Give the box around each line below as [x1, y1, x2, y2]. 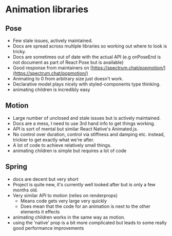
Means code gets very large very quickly [20, 198, 107, 204]
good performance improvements [12, 225, 84, 231]
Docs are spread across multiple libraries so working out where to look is [12, 43, 167, 49]
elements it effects [20, 208, 60, 214]
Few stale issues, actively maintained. [12, 37, 93, 44]
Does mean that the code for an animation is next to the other [20, 203, 150, 209]
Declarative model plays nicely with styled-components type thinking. [12, 81, 161, 87]
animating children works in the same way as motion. [12, 214, 125, 220]
